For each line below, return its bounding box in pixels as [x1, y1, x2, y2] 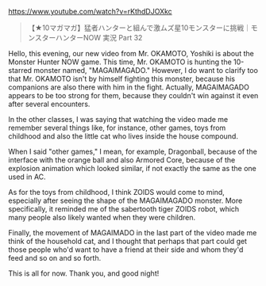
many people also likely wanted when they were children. [8, 213, 196, 222]
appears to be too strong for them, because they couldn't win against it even [8, 91, 259, 100]
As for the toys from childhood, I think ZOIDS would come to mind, [8, 188, 225, 196]
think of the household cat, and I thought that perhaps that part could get [8, 237, 248, 246]
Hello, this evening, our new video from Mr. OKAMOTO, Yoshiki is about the [8, 49, 254, 58]
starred [8, 66, 33, 74]
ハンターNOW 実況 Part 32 [55, 33, 143, 42]
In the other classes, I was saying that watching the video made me [8, 115, 229, 124]
